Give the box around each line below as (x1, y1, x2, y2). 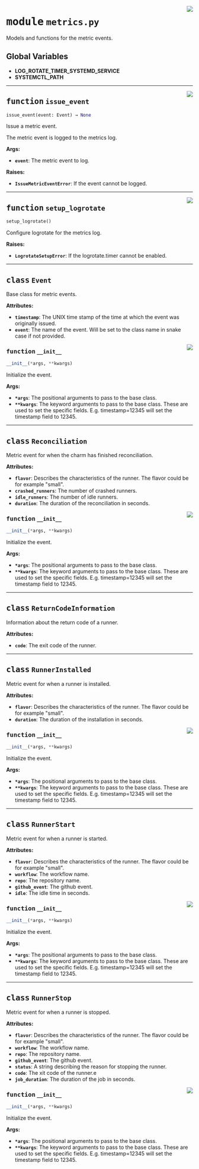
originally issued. (14, 320, 56, 327)
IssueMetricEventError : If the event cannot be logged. (14, 180, 147, 187)
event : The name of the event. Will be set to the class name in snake (14, 326, 181, 333)
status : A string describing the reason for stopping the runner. (14, 1063, 167, 1070)
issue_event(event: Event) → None (6, 112, 92, 118)
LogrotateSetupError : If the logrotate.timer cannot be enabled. (14, 252, 167, 259)
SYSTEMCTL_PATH (14, 73, 64, 81)
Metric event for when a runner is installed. (6, 680, 111, 687)
